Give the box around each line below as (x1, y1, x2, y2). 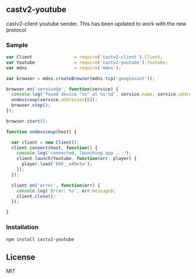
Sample (6, 41, 28, 49)
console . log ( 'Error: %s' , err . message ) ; (16, 188, 116, 194)
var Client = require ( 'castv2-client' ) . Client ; (6, 54, 163, 60)
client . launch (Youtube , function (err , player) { (16, 156, 137, 162)
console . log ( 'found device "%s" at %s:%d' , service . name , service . (11, 92, 179, 97)
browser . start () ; (6, 118, 48, 124)
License (6, 252, 36, 262)
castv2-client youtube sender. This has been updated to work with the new (6, 20, 187, 27)
